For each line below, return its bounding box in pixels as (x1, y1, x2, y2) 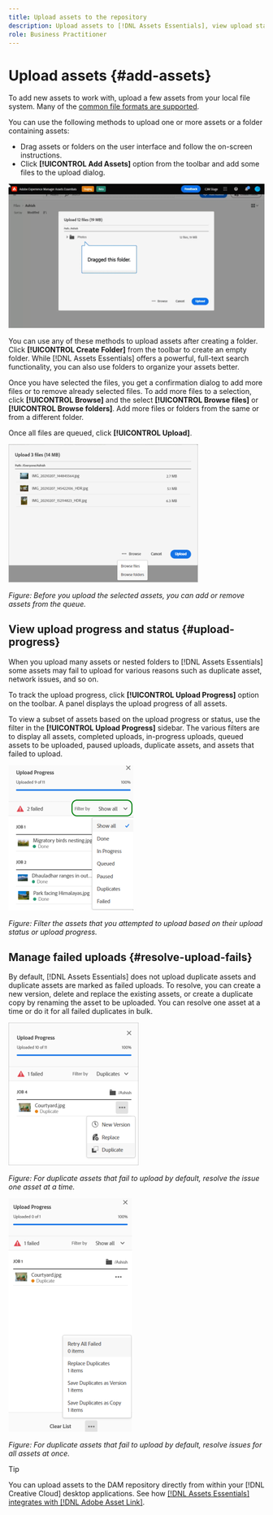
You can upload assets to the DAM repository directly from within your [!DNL (8, 1480, 265, 1490)
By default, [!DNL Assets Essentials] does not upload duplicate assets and (8, 972, 257, 982)
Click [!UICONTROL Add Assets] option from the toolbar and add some (19, 159, 260, 169)
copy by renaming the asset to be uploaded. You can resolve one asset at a (8, 998, 261, 1007)
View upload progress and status (8, 622, 180, 637)
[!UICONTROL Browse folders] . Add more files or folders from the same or (8, 403, 260, 413)
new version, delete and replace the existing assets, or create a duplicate (8, 989, 253, 999)
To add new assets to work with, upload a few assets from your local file (8, 93, 250, 103)
